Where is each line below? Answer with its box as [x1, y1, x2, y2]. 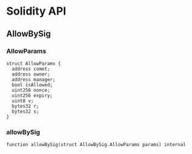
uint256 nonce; [12, 87, 50, 93]
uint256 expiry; [12, 93, 53, 99]
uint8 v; [12, 97, 34, 104]
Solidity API [6, 4, 67, 18]
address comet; [12, 66, 50, 72]
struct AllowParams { [6, 60, 61, 66]
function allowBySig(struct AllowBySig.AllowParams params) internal [6, 142, 187, 148]
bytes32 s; [12, 108, 39, 114]
